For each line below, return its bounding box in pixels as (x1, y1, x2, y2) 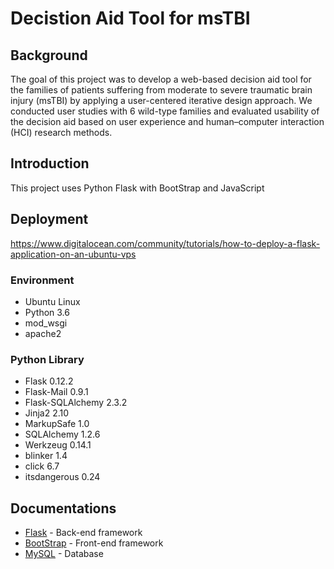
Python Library (10, 352, 85, 366)
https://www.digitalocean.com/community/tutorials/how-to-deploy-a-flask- (10, 237, 321, 249)
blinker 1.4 (24, 450, 68, 462)
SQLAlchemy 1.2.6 (24, 428, 101, 441)
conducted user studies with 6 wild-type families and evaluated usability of (10, 105, 320, 117)
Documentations (10, 500, 117, 517)
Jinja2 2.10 (24, 407, 70, 419)
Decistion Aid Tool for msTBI (10, 7, 251, 30)
